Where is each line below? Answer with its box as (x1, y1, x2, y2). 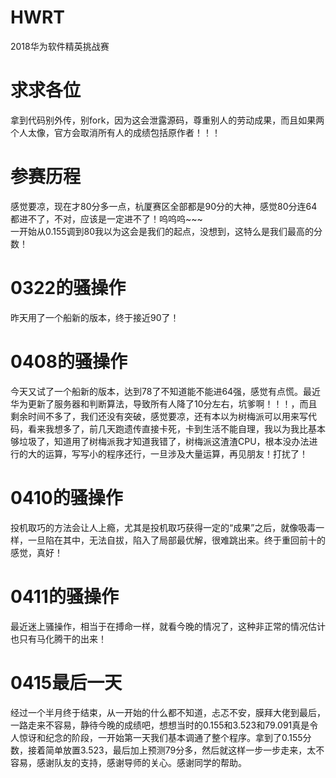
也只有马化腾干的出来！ (10, 632, 107, 645)
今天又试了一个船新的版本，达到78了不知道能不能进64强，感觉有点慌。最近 (10, 385, 322, 397)
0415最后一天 (10, 671, 123, 694)
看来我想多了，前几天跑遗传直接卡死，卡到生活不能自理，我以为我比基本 (27, 422, 326, 435)
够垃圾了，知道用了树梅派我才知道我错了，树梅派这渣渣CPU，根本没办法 (10, 435, 310, 447)
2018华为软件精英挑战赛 (10, 40, 110, 52)
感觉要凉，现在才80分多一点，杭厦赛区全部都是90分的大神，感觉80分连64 (10, 200, 318, 212)
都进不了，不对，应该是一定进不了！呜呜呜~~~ (10, 212, 203, 225)
